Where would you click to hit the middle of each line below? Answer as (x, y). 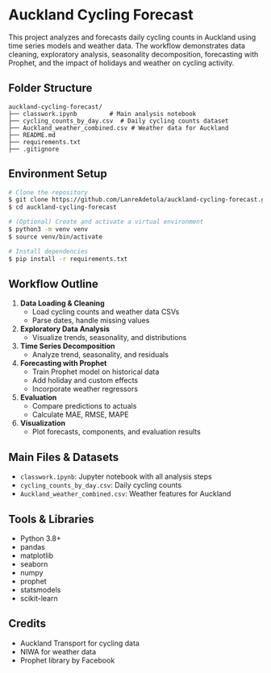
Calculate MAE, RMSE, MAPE (80, 415)
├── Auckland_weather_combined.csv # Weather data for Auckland (119, 128)
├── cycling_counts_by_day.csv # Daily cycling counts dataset (119, 121)
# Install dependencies (48, 251)
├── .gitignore (34, 149)
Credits (27, 623)
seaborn (34, 564)
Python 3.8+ (41, 538)
